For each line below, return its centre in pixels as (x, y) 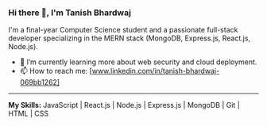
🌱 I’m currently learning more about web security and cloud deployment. (138, 62)
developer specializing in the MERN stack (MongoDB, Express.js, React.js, (130, 38)
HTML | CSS (29, 113)
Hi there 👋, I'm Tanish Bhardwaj (70, 13)
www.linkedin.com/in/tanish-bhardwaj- (156, 71)
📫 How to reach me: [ (56, 71)
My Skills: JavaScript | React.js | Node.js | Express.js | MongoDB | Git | (124, 105)
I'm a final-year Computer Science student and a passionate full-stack (123, 30)
